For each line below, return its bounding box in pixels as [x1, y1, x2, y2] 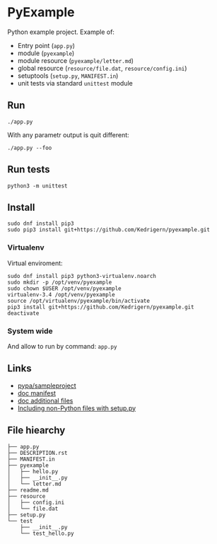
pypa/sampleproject [17, 381, 76, 390]
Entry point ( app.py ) [17, 41, 76, 50]
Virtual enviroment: [7, 259, 63, 267]
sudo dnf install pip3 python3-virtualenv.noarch [7, 272, 157, 279]
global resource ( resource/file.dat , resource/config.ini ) [17, 64, 187, 72]
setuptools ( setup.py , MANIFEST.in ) [17, 71, 119, 80]
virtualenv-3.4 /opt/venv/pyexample [7, 291, 115, 298]
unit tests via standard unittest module [17, 79, 133, 87]
